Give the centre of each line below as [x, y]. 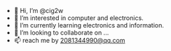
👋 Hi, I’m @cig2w [39, 11]
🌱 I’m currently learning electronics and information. [89, 25]
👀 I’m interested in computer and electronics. [78, 18]
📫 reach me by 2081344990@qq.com [69, 40]
